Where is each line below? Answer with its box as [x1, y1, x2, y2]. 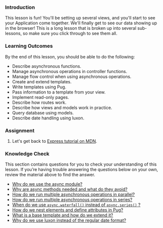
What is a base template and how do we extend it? [12, 212, 113, 218]
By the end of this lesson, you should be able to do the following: [5, 54, 135, 59]
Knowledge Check [5, 150, 50, 157]
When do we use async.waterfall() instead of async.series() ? [12, 202, 141, 208]
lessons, [5, 31, 22, 37]
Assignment [5, 127, 35, 134]
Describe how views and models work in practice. [12, 104, 112, 111]
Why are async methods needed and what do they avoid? [12, 187, 128, 192]
